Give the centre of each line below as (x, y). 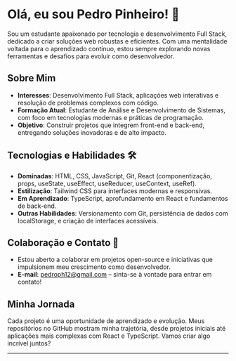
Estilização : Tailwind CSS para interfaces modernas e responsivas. (115, 191)
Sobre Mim (32, 78)
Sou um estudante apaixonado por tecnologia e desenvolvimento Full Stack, (117, 34)
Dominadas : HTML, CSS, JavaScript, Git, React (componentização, (115, 176)
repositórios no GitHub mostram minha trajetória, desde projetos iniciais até (117, 329)
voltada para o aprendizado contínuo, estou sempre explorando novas (109, 48)
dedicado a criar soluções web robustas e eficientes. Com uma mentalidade (117, 41)
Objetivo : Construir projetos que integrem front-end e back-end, (111, 125)
